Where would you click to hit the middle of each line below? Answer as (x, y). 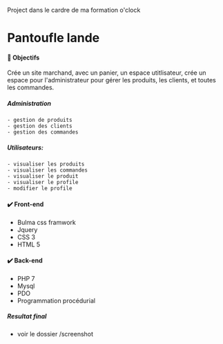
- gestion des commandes (43, 132)
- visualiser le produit (43, 176)
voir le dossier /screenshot (55, 334)
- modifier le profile (40, 189)
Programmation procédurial (56, 300)
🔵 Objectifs (23, 57)
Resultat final (27, 316)
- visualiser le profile (43, 183)
